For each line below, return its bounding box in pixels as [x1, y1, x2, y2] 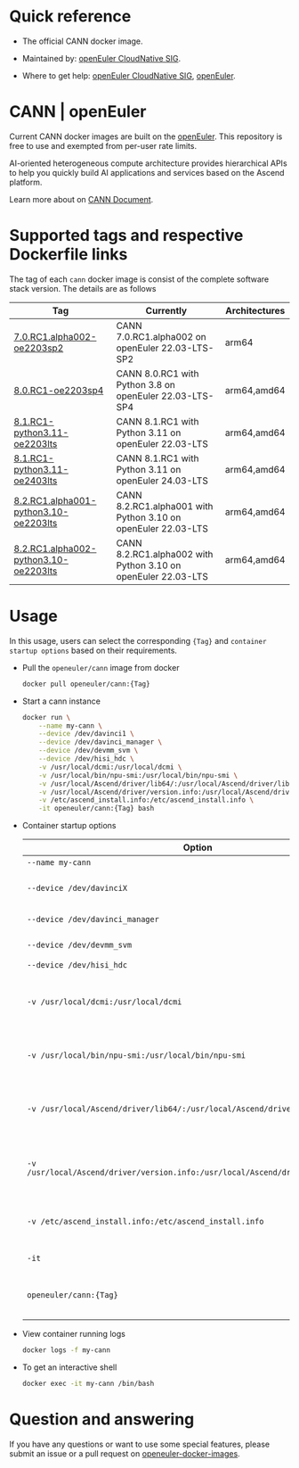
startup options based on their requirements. [9, 645, 178, 656]
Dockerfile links [9, 244, 128, 265]
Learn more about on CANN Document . [9, 194, 154, 204]
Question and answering [9, 1409, 195, 1430]
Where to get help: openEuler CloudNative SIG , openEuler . [21, 70, 236, 81]
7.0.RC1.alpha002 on [116, 330, 206, 342]
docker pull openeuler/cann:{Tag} [21, 680, 150, 689]
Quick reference [9, 6, 132, 27]
